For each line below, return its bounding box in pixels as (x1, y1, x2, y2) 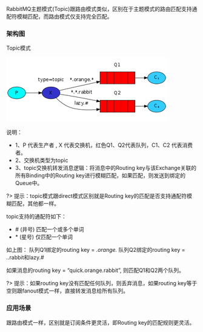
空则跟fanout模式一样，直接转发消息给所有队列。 (6, 287, 129, 294)
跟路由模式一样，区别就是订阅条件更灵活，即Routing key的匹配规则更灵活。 (6, 319, 195, 326)
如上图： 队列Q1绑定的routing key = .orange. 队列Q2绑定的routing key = (6, 246, 186, 254)
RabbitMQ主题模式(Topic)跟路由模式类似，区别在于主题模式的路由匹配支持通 (6, 5, 198, 12)
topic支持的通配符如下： (6, 213, 67, 220)
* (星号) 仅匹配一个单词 (15, 233, 73, 241)
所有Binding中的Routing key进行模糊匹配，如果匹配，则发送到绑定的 (15, 172, 186, 179)
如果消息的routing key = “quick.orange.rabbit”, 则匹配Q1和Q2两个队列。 (6, 266, 185, 274)
